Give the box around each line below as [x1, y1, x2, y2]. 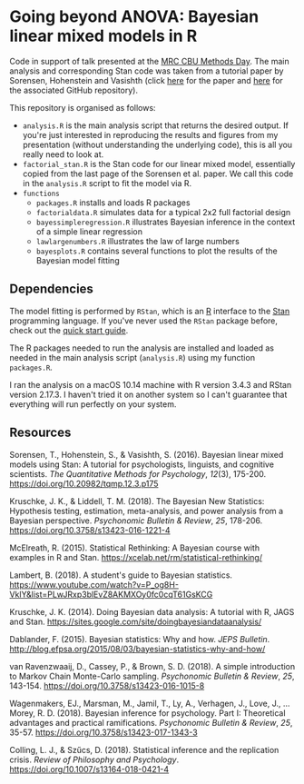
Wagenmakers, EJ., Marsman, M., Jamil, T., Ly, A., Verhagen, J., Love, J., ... [9, 698, 290, 709]
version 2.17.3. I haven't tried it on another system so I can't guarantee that [9, 389, 288, 400]
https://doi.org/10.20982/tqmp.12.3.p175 [9, 478, 159, 489]
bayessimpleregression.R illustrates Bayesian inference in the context [35, 216, 296, 227]
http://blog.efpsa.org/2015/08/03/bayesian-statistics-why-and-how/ [9, 643, 266, 654]
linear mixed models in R [9, 25, 198, 46]
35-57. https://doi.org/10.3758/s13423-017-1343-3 [9, 727, 198, 738]
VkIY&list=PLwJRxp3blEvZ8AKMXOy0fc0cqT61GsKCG [9, 589, 213, 600]
